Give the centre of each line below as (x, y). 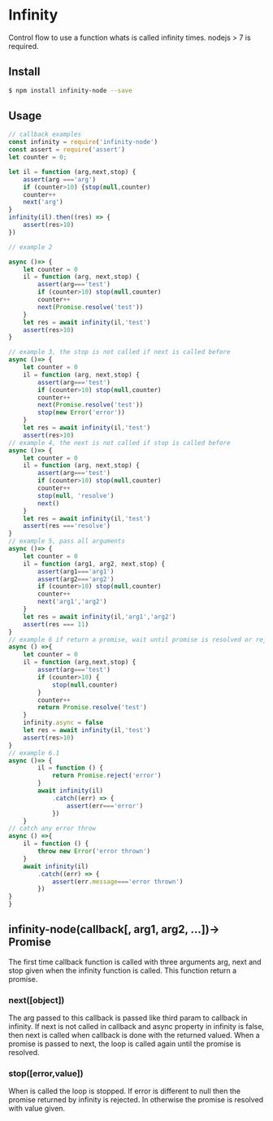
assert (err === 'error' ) (105, 806)
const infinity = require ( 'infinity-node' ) (83, 142)
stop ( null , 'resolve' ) (76, 495)
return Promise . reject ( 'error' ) (106, 776)
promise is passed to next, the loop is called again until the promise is (125, 1044)
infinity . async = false (63, 723)
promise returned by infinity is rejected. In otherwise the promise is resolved (136, 1100)
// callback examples (45, 135)
